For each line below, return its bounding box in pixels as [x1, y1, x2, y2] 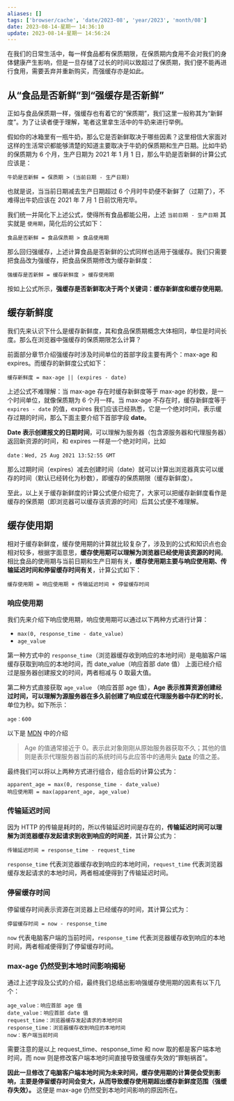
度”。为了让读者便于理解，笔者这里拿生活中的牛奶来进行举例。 [7, 118, 187, 126]
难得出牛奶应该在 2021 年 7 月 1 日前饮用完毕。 [7, 196, 141, 204]
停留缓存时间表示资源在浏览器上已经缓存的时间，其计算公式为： [7, 905, 190, 913]
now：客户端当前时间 [7, 1031, 58, 1038]
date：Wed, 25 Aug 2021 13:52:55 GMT [7, 452, 116, 459]
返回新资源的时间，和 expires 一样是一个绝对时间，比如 [7, 437, 166, 445]
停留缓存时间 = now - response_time [7, 920, 107, 927]
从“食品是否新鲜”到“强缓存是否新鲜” [7, 89, 165, 101]
